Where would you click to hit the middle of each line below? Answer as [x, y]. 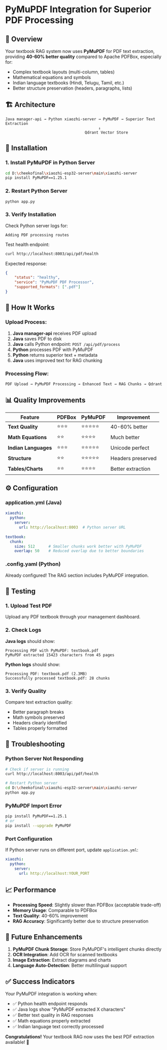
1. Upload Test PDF [29, 606]
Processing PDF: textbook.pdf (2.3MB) [46, 674]
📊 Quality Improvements [45, 400]
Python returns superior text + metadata [55, 355]
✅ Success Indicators [40, 981]
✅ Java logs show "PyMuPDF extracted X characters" [69, 1009]
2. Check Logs [23, 630]
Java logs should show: [30, 641]
